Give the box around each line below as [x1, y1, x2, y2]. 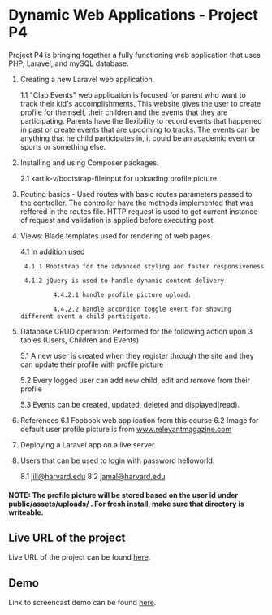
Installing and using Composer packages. [19, 157, 160, 168]
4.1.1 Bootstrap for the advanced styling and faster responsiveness [24, 262, 265, 270]
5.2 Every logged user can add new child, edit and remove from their [19, 375, 250, 385]
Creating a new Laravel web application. [19, 74, 155, 84]
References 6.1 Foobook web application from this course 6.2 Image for [19, 415, 259, 425]
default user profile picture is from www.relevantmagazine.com [19, 424, 232, 434]
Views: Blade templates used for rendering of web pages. [19, 230, 213, 241]
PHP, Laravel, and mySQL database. [8, 59, 129, 68]
